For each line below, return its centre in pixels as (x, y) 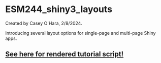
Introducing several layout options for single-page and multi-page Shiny (80, 33)
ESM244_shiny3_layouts (59, 9)
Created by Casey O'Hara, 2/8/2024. (44, 23)
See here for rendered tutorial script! (65, 54)
